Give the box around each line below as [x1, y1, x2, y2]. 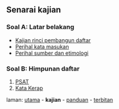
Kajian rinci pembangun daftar [15, 36, 91, 44]
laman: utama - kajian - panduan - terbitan [6, 96, 114, 103]
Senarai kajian [6, 5, 61, 15]
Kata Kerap [15, 84, 44, 92]
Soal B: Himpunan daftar [6, 64, 80, 73]
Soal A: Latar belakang [6, 23, 75, 31]
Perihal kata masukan [15, 43, 69, 50]
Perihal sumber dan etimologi [15, 49, 89, 57]
